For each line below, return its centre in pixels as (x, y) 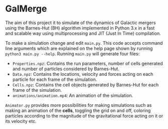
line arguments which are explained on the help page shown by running (79, 48)
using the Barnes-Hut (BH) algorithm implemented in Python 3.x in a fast (80, 28)
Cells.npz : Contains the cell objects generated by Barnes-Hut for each (86, 85)
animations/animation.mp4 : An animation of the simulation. (73, 95)
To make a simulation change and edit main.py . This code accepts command (84, 43)
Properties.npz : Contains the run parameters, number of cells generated (88, 63)
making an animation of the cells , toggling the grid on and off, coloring (78, 110)
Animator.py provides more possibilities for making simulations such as (78, 105)
